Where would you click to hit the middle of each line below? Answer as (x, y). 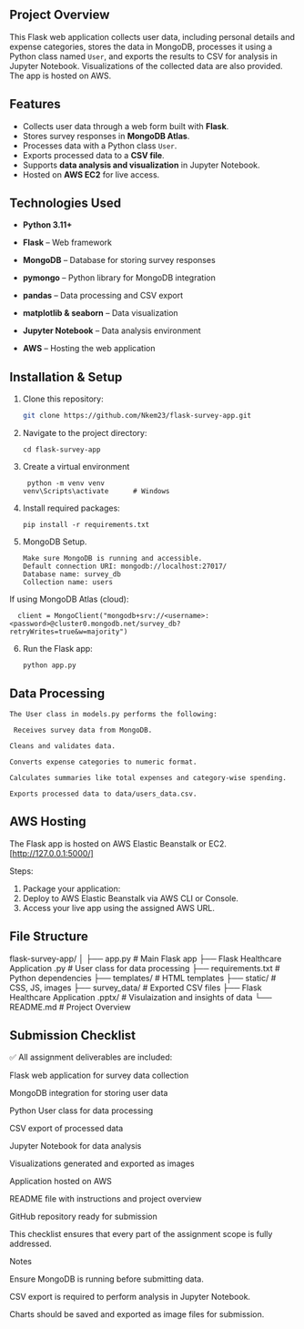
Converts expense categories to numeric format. (103, 762)
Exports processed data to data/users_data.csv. (103, 794)
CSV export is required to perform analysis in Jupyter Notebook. (130, 1297)
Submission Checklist (73, 1035)
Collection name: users (68, 583)
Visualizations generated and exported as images (102, 1163)
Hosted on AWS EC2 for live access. (91, 174)
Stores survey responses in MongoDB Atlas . (106, 136)
